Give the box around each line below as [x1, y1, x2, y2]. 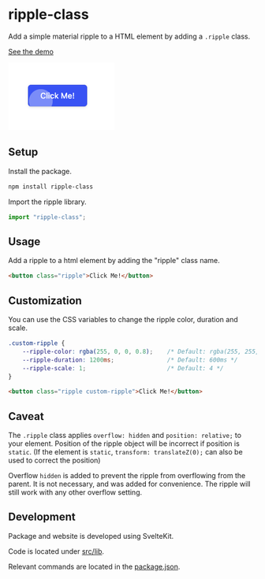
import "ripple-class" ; [8, 213, 87, 221]
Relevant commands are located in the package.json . [8, 562, 181, 571]
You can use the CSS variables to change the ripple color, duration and [8, 315, 238, 324]
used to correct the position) [8, 455, 101, 466]
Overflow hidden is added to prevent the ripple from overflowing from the [8, 471, 246, 481]
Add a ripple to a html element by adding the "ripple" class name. [8, 256, 221, 265]
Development [8, 510, 77, 524]
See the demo [8, 46, 54, 56]
